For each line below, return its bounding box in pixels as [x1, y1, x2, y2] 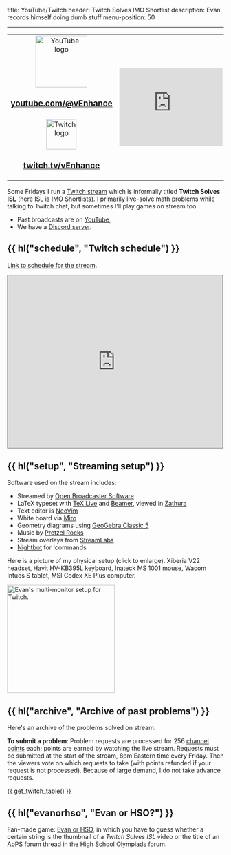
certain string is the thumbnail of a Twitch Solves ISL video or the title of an [7, 833, 220, 841]
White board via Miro [16, 514, 77, 522]
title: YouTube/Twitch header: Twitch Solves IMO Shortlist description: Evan [7, 6, 221, 14]
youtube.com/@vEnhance [10, 98, 113, 109]
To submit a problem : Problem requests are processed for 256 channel [7, 737, 210, 745]
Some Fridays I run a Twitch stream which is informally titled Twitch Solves [7, 187, 221, 195]
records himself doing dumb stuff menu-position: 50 [7, 13, 155, 21]
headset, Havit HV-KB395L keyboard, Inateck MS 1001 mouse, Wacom [7, 564, 207, 572]
